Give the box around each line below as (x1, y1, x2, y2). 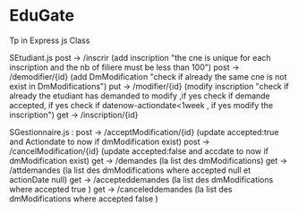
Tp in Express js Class (9, 35, 90, 46)
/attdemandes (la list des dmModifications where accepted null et (9, 165, 251, 175)
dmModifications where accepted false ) (9, 193, 158, 204)
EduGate (9, 5, 75, 26)
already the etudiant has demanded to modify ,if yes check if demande (9, 90, 270, 101)
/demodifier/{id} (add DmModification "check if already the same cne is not (9, 71, 288, 81)
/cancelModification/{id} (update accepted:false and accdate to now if (9, 145, 269, 157)
